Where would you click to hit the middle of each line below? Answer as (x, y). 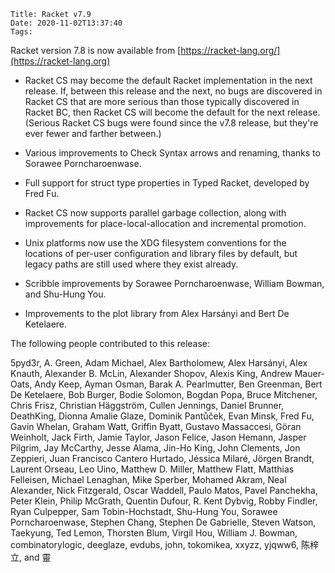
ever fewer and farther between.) (93, 133)
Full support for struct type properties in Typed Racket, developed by (167, 183)
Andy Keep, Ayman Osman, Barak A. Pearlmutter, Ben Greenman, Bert (178, 384)
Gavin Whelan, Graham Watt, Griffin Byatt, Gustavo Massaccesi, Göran (156, 426)
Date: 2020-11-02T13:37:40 (66, 23)
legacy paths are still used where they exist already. (131, 264)
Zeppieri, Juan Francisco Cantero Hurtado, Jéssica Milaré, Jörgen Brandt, (162, 458)
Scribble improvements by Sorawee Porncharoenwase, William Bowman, (174, 283)
